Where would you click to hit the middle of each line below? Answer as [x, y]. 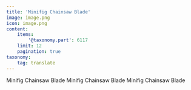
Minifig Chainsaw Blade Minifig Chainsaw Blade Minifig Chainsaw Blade [96, 80]
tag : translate [36, 63]
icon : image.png [27, 23]
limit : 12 [30, 46]
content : [17, 29]
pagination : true [39, 52]
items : [25, 35]
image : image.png [28, 18]
